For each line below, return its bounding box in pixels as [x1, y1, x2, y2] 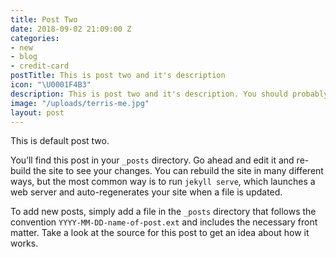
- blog [10, 52, 38, 62]
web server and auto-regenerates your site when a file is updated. [10, 186, 283, 198]
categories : [10, 33, 60, 43]
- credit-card [10, 61, 70, 71]
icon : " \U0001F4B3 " [10, 80, 92, 90]
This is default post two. [10, 135, 110, 147]
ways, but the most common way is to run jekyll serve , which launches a [10, 176, 316, 188]
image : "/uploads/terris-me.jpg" [10, 98, 150, 108]
